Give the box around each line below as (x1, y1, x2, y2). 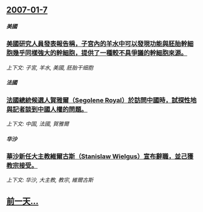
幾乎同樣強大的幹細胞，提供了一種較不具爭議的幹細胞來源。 (12, 49, 188, 57)
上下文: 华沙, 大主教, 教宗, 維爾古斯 (6, 177, 93, 184)
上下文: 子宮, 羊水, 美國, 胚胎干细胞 (6, 64, 93, 71)
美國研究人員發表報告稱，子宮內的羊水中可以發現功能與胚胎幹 (6, 40, 188, 48)
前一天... (6, 196, 39, 207)
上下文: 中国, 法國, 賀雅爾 (6, 120, 69, 128)
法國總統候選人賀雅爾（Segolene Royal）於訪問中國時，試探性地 (6, 96, 197, 104)
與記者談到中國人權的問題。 (6, 105, 88, 114)
